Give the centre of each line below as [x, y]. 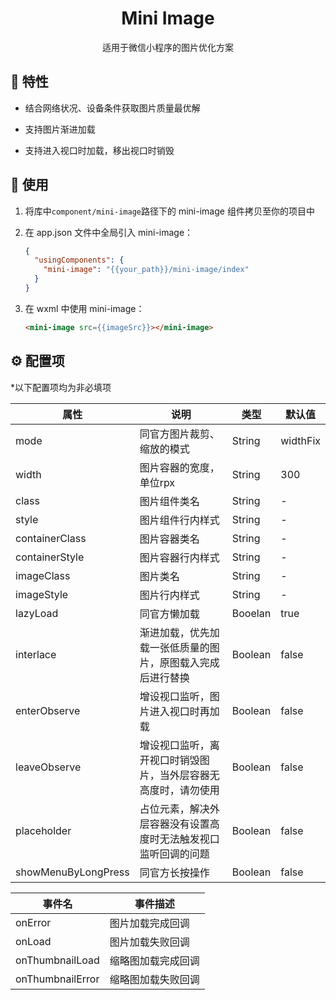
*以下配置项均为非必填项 [61, 387]
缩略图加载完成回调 [154, 960]
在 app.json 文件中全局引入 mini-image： [109, 232]
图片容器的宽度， [179, 467]
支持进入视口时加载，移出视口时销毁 [99, 150]
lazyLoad [37, 613]
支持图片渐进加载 [60, 129]
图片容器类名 [169, 539]
